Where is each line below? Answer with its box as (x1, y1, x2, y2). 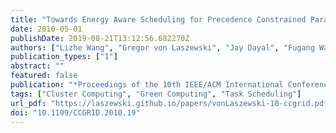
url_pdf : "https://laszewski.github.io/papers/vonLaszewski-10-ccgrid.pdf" (10, 98, 333, 108)
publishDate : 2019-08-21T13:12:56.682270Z (10, 33, 190, 43)
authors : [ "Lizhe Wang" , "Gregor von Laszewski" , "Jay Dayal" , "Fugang (10, 42, 315, 53)
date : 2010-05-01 (10, 24, 83, 34)
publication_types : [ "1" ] (10, 52, 118, 62)
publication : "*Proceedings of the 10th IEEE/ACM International (10, 80, 284, 90)
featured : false (10, 71, 78, 81)
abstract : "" (10, 61, 65, 71)
